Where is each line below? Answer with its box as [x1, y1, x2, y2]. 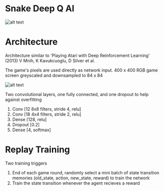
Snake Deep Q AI [5, 3, 74, 14]
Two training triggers [5, 160, 47, 166]
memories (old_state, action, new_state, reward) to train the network [12, 175, 150, 181]
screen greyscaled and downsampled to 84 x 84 [5, 72, 103, 78]
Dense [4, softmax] [12, 127, 51, 133]
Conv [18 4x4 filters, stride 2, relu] [12, 111, 82, 117]
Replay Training [5, 144, 70, 155]
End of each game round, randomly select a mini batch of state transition [12, 169, 160, 175]
